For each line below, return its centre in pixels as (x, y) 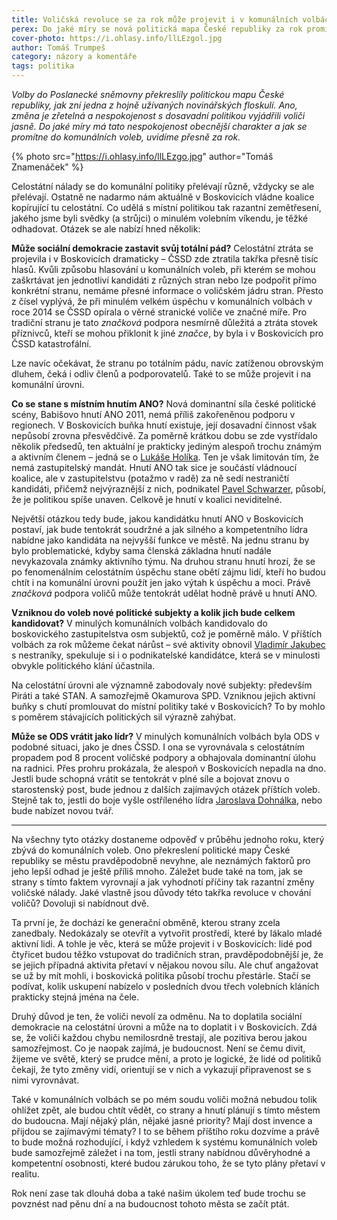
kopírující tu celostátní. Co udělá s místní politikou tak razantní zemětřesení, (166, 207)
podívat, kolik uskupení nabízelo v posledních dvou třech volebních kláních (165, 986)
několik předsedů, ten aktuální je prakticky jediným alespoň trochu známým (166, 446)
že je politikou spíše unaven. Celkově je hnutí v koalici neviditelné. (147, 499)
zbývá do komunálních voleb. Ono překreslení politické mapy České (151, 850)
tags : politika (43, 66)
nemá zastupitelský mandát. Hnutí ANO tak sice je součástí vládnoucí (154, 467)
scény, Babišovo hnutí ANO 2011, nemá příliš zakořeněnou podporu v (153, 414)
